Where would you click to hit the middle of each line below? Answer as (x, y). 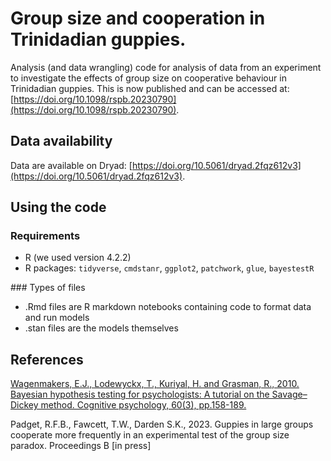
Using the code (58, 207)
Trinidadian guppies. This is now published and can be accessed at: (150, 88)
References (47, 359)
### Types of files (48, 288)
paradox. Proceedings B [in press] (81, 446)
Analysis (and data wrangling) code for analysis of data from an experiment (166, 67)
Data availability (61, 141)
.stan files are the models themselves (101, 328)
